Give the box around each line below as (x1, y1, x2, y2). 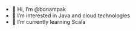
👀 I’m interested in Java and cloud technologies (11, 12, 131, 19)
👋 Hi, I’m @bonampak (11, 6, 66, 13)
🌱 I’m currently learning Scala (11, 18, 86, 25)
